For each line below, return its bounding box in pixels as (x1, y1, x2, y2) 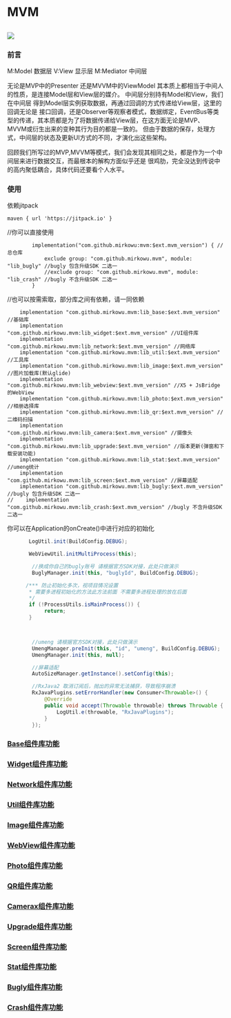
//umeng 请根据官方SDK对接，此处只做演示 (32, 638, 138, 645)
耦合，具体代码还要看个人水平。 (37, 165, 128, 174)
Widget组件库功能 (7, 759, 68, 769)
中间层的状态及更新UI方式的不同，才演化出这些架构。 (19, 133, 171, 142)
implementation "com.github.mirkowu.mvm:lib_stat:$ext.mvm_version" (19, 456, 221, 463)
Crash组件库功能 (7, 1003, 63, 1012)
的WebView (7, 389, 34, 396)
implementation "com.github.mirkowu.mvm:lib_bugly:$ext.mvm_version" (19, 483, 224, 490)
